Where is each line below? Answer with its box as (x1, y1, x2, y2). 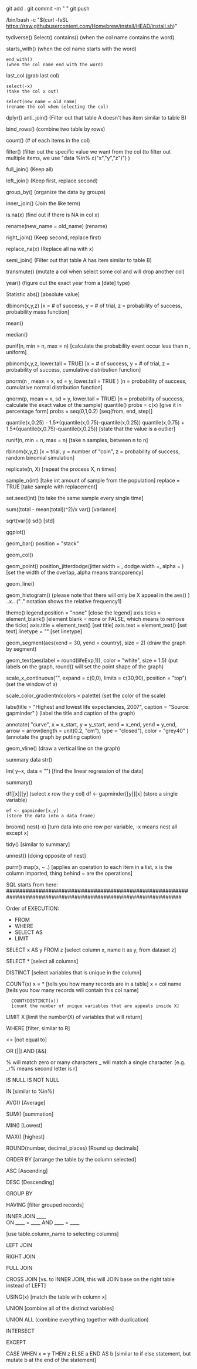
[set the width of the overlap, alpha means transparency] (6, 569, 144, 576)
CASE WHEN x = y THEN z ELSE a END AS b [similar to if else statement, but (6, 1350, 191, 1357)
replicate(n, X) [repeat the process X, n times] (6, 466, 117, 473)
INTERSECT (6, 1327, 35, 1334)
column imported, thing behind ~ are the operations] (6, 870, 133, 877)
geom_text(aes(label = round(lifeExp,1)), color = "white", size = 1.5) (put (6, 657, 178, 664)
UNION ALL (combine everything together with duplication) (6, 1316, 149, 1323)
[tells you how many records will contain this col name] (6, 987, 139, 993)
